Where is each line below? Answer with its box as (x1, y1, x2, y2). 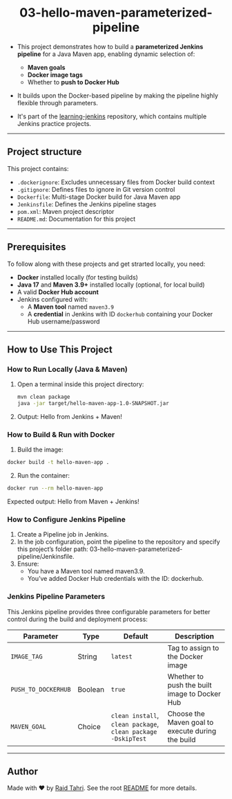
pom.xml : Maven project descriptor (17, 207, 115, 215)
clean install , (110, 710, 159, 720)
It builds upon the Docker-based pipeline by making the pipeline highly (17, 91, 219, 100)
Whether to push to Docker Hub (27, 78, 119, 86)
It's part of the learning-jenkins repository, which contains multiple (17, 112, 207, 120)
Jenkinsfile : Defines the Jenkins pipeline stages (17, 199, 157, 208)
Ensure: (17, 559, 39, 568)
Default (123, 631, 148, 641)
